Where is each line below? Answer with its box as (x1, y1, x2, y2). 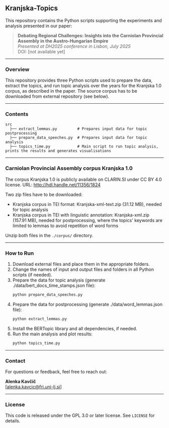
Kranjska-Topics (5, 4, 58, 13)
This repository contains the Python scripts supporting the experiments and (5, 17, 162, 23)
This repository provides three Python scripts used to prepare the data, (5, 78, 152, 84)
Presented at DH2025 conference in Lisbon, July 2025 (17, 43, 131, 49)
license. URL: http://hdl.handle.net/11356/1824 (5, 181, 101, 188)
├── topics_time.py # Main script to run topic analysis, (10, 144, 158, 149)
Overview (5, 65, 30, 73)
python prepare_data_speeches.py (12, 292, 83, 297)
